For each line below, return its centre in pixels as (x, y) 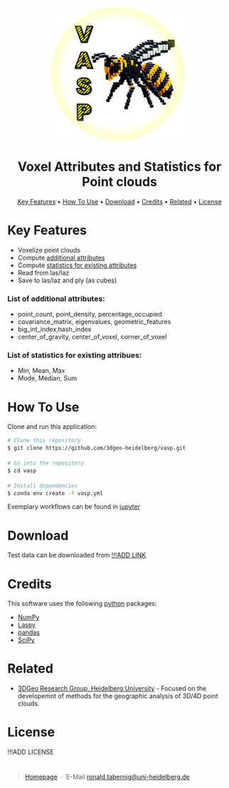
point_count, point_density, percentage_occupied (90, 314)
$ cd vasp (22, 470)
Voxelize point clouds (49, 250)
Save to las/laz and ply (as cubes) (67, 280)
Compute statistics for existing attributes (77, 265)
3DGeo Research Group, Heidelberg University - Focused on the (112, 688)
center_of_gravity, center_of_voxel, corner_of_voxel (92, 337)
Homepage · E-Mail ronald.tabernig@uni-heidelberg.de (107, 777)
